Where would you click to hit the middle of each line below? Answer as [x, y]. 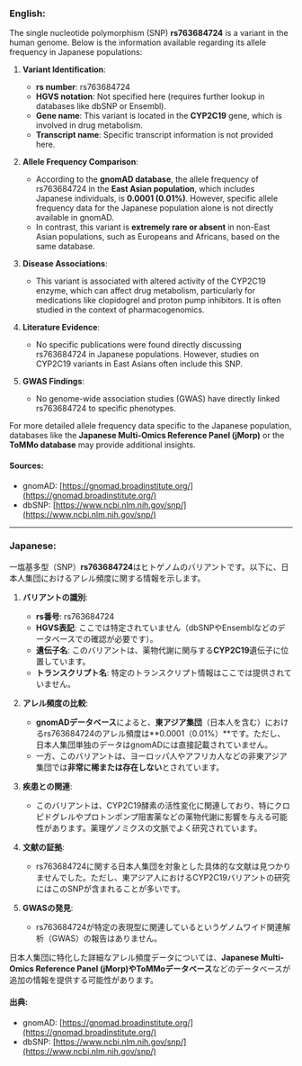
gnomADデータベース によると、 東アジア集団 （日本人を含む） [150, 722]
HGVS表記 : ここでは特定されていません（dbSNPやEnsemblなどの [157, 628]
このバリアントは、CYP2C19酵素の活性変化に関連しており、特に [155, 805]
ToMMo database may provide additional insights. [102, 445]
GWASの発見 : [48, 908]
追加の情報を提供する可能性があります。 [84, 980]
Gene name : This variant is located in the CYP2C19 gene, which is [159, 116]
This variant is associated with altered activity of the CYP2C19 [151, 281]
